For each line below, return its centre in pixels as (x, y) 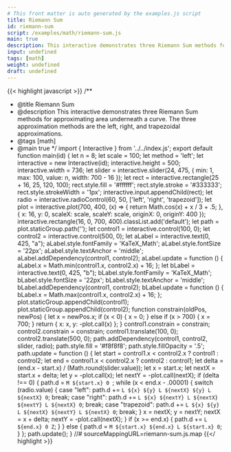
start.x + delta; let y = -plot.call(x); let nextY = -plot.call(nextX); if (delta (118, 375)
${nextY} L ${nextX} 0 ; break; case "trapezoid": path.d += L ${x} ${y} (118, 404)
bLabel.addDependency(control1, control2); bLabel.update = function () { (120, 287)
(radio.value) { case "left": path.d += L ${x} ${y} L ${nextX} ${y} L (114, 389)
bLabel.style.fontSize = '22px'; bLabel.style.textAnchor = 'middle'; (111, 280)
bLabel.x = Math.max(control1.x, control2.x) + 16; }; (89, 294)
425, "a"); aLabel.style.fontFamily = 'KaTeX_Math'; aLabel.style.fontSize (119, 243)
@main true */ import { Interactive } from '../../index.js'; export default (115, 148)
